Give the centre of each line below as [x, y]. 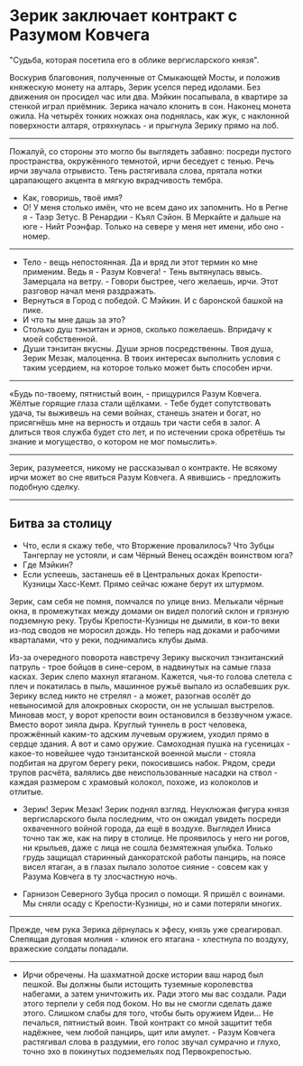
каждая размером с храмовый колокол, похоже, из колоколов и [134, 781]
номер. [36, 236]
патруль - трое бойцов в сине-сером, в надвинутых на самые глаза [140, 667]
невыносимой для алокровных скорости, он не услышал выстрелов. [142, 705]
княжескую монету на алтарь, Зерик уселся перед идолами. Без [135, 87]
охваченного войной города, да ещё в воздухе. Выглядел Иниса [147, 828]
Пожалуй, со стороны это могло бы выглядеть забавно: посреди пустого [150, 151]
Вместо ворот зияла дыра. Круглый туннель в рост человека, [129, 725]
